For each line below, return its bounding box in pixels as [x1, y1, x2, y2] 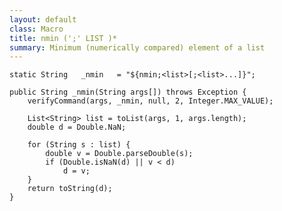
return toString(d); [27, 184, 113, 194]
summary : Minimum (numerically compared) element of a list [9, 42, 266, 53]
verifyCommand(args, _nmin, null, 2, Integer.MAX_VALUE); [27, 96, 274, 106]
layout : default [9, 14, 77, 25]
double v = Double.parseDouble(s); [45, 149, 194, 159]
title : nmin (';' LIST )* [9, 33, 117, 43]
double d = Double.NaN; [27, 122, 127, 133]
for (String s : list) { [27, 140, 131, 150]
